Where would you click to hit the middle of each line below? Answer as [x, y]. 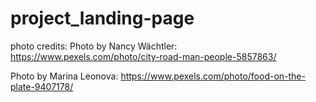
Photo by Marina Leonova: [64, 76]
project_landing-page [102, 18]
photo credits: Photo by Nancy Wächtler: [94, 46]
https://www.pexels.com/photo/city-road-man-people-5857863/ [143, 56]
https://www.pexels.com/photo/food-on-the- [213, 76]
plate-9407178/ [42, 86]
